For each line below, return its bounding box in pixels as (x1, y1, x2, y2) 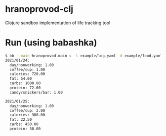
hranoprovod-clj (5, 3, 74, 15)
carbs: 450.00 (9, 122, 39, 127)
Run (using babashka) (5, 37, 97, 48)
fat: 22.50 (9, 117, 32, 122)
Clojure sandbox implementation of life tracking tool (5, 20, 111, 26)
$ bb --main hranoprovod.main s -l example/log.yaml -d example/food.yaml (5, 53, 163, 58)
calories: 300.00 (9, 112, 45, 118)
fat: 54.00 (9, 76, 32, 81)
